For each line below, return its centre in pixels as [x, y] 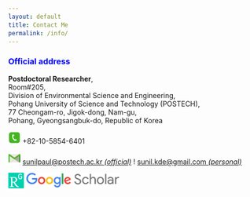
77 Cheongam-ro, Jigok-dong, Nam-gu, [73, 112]
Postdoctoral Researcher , [51, 78]
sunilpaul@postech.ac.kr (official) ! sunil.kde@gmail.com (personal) [132, 162]
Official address [39, 61]
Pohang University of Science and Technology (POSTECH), [104, 104]
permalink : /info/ [38, 33]
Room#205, [27, 87]
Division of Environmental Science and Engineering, [92, 95]
